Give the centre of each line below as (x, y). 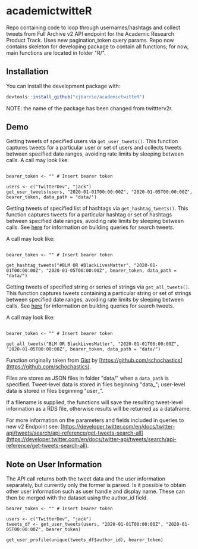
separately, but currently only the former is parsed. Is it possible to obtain (96, 485)
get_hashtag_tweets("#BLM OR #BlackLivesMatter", (69, 266)
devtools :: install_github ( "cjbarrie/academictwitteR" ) (76, 97)
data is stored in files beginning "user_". (55, 391)
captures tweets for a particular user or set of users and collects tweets (94, 148)
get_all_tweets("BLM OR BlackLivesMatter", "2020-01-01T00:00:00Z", (93, 344)
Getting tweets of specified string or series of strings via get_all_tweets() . (98, 287)
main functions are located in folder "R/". (56, 52)
